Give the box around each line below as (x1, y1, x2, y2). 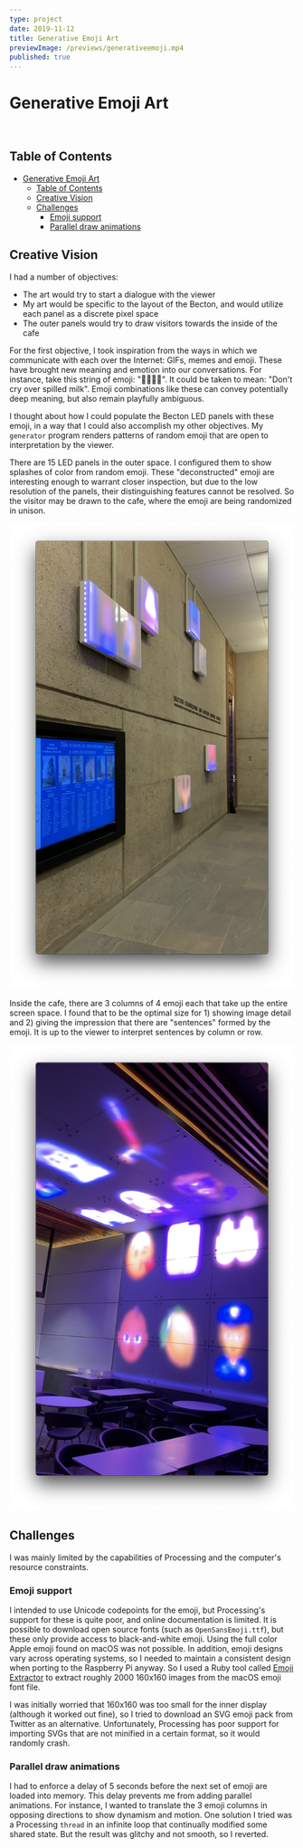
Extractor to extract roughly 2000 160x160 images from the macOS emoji (9, 1672, 282, 1683)
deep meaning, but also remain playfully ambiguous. (9, 393, 205, 404)
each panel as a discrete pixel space (22, 308, 159, 319)
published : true (9, 52, 71, 62)
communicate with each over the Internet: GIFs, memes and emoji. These (9, 354, 282, 366)
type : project (9, 14, 63, 24)
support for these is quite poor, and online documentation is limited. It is (9, 1615, 278, 1625)
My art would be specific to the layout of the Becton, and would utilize (22, 299, 284, 310)
